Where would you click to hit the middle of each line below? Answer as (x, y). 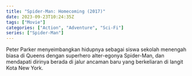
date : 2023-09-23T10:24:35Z (40, 17)
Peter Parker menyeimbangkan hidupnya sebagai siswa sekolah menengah (96, 49)
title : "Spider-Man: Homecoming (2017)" (56, 11)
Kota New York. (25, 68)
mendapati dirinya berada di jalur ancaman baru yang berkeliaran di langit (95, 62)
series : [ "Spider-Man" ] (35, 33)
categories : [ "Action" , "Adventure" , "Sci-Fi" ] (65, 28)
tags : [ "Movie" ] (26, 22)
